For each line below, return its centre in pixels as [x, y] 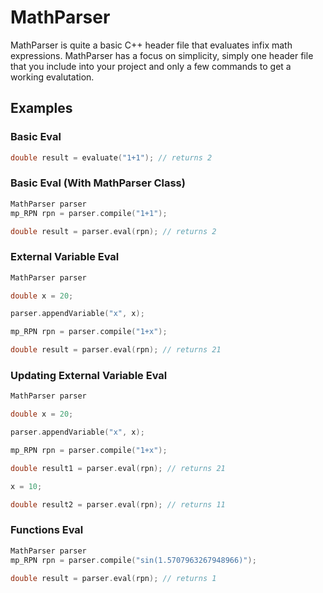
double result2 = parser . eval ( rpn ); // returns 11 [118, 504]
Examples [41, 108]
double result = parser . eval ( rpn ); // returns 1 [113, 578]
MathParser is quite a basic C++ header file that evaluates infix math [151, 45]
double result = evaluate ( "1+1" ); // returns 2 [111, 157]
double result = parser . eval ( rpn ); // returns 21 [116, 350]
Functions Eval [47, 530]
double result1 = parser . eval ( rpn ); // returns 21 [118, 468]
